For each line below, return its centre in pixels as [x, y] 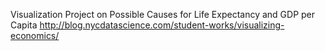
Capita [24, 25]
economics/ [35, 35]
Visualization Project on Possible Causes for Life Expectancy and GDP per [163, 14]
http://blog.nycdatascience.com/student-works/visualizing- [162, 25]
